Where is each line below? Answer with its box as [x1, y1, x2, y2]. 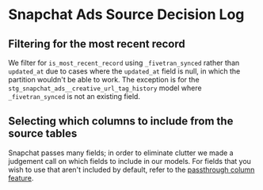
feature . [8, 173, 34, 183]
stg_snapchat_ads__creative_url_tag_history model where [8, 83, 202, 93]
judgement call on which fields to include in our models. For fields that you [8, 156, 252, 165]
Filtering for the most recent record [8, 37, 185, 51]
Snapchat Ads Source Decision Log [8, 6, 245, 24]
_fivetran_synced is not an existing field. [8, 92, 141, 101]
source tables [8, 127, 78, 140]
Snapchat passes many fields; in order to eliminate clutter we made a [8, 148, 234, 158]
